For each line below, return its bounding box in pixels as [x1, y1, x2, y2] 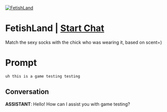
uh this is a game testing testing [5, 73, 80, 79]
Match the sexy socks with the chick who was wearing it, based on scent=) [5, 39, 162, 45]
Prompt [5, 57, 37, 68]
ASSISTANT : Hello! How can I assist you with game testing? [5, 101, 131, 107]
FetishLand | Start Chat [5, 23, 105, 34]
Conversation [5, 88, 49, 96]
